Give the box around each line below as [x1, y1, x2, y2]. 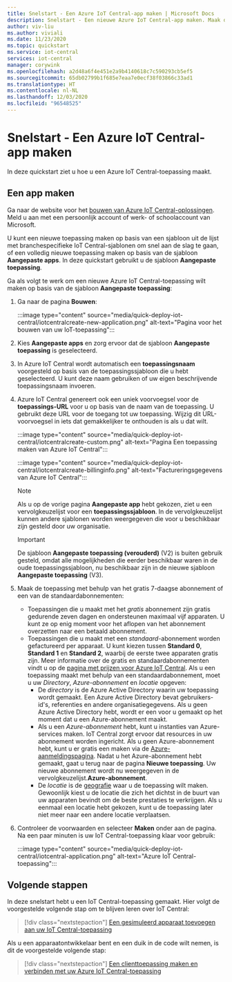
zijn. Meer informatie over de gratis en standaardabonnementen [27, 656, 209, 664]
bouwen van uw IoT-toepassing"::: [17, 325, 115, 334]
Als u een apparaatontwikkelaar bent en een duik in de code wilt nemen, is [7, 939, 219, 947]
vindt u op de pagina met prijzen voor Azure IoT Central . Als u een [27, 663, 215, 672]
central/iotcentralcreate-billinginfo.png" [17, 466, 130, 474]
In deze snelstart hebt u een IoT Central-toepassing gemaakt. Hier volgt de [7, 898, 220, 906]
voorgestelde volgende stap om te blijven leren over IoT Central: [7, 905, 190, 913]
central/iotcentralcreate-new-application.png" [17, 318, 148, 326]
